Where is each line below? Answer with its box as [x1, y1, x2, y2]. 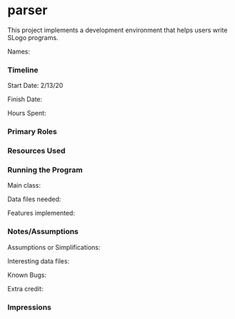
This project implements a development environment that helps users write [7, 26, 228, 34]
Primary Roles [7, 127, 57, 137]
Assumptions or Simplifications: [7, 243, 101, 251]
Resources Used [7, 146, 66, 156]
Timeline [7, 65, 39, 75]
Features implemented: [7, 209, 75, 218]
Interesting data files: [7, 256, 70, 265]
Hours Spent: [7, 109, 46, 118]
